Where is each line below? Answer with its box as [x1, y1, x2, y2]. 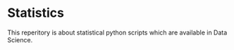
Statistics [7, 5, 65, 21]
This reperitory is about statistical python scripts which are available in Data [7, 28, 228, 37]
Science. [7, 35, 33, 44]
